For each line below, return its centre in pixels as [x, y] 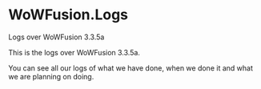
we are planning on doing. [51, 76]
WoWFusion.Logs [68, 15]
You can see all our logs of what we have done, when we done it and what [131, 68]
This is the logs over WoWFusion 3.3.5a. [74, 52]
